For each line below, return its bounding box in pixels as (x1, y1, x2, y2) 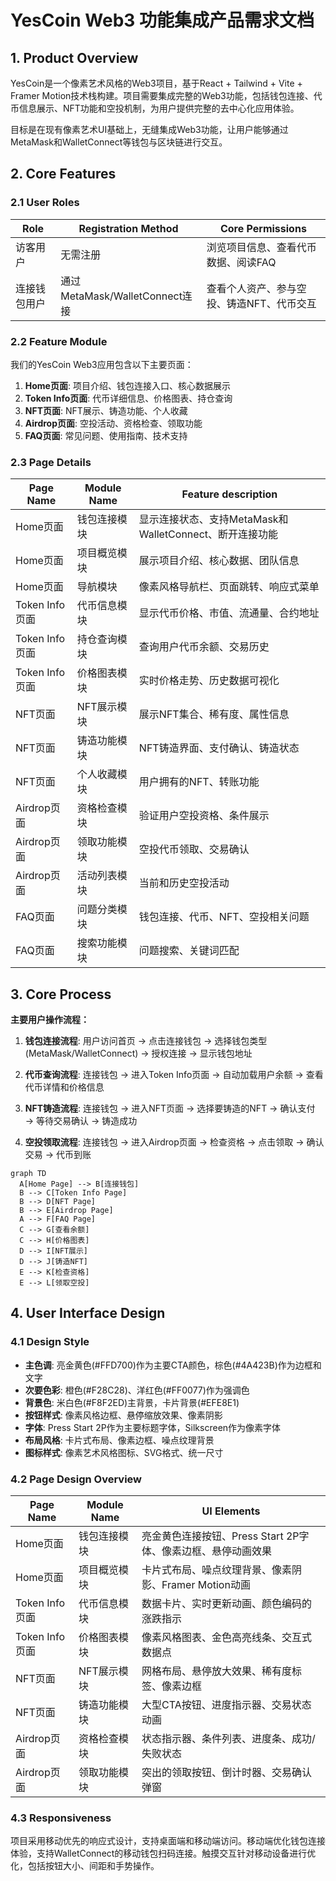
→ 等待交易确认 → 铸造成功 (24, 1115, 138, 1127)
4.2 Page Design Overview (10, 1472, 143, 1486)
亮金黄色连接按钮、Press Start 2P (141, 1529, 300, 1543)
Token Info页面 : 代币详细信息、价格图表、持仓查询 (24, 392, 233, 404)
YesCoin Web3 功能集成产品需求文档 (10, 9, 315, 32)
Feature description (181, 487, 278, 501)
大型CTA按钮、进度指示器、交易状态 (141, 1698, 312, 1712)
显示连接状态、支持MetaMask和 (138, 512, 289, 526)
